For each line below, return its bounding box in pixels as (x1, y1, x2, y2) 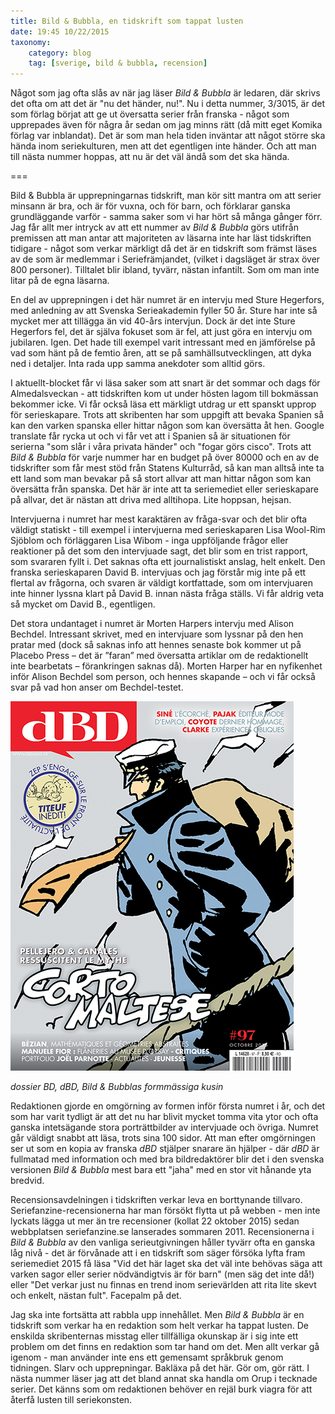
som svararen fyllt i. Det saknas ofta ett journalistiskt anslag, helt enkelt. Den (10, 556, 326, 568)
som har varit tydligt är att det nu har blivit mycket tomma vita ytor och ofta (10, 1111, 319, 1123)
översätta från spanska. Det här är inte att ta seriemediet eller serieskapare (10, 483, 320, 495)
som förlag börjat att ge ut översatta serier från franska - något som (10, 108, 290, 120)
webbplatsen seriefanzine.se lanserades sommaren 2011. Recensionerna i (10, 1226, 315, 1238)
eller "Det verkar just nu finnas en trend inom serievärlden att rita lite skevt (10, 1279, 317, 1291)
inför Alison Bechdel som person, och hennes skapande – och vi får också (10, 671, 316, 683)
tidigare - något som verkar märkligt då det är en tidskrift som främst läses (10, 243, 318, 255)
